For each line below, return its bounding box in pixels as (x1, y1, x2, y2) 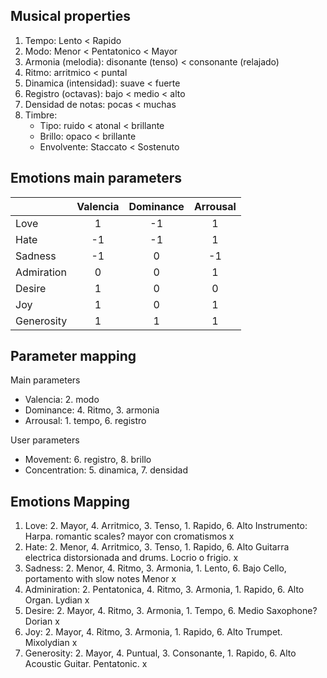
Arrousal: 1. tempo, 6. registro (24, 415, 147, 427)
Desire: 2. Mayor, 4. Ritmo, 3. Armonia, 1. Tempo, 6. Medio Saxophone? (24, 605, 318, 617)
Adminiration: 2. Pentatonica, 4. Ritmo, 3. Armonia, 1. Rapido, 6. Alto (24, 584, 305, 596)
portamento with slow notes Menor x (24, 573, 177, 585)
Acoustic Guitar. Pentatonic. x (24, 658, 148, 670)
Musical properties (10, 8, 132, 25)
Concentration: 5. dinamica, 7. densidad (24, 464, 188, 476)
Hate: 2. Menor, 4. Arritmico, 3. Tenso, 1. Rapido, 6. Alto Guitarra (24, 541, 290, 553)
